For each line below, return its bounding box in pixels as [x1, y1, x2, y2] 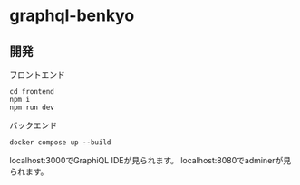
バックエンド [9, 120, 57, 131]
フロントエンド [9, 69, 65, 79]
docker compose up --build [9, 138, 111, 147]
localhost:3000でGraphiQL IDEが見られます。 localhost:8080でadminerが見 [9, 155, 292, 165]
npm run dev [9, 103, 54, 112]
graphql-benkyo [9, 5, 135, 26]
